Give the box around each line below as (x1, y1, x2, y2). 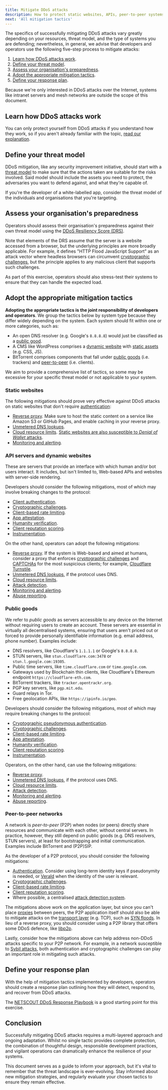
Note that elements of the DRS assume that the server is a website (5, 237, 142, 243)
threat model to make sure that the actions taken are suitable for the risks (5, 169, 156, 175)
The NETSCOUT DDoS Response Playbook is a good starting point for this (5, 999, 158, 1005)
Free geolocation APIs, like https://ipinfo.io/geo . (12, 695, 117, 701)
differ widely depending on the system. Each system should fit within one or (5, 317, 162, 323)
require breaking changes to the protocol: (5, 710, 91, 716)
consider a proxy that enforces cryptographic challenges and (12, 556, 139, 562)
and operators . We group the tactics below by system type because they (5, 312, 156, 318)
